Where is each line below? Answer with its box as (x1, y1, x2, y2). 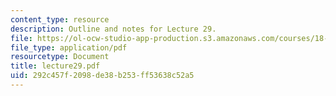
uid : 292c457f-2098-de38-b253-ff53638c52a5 (10, 71, 195, 81)
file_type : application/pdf (10, 42, 128, 53)
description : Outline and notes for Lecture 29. (10, 24, 217, 34)
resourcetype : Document (10, 52, 110, 62)
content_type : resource (10, 14, 110, 25)
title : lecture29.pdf (10, 61, 101, 71)
